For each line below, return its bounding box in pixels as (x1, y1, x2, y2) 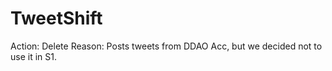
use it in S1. (10, 50, 57, 62)
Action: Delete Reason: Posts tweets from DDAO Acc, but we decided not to (10, 40, 323, 52)
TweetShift (10, 7, 103, 30)
